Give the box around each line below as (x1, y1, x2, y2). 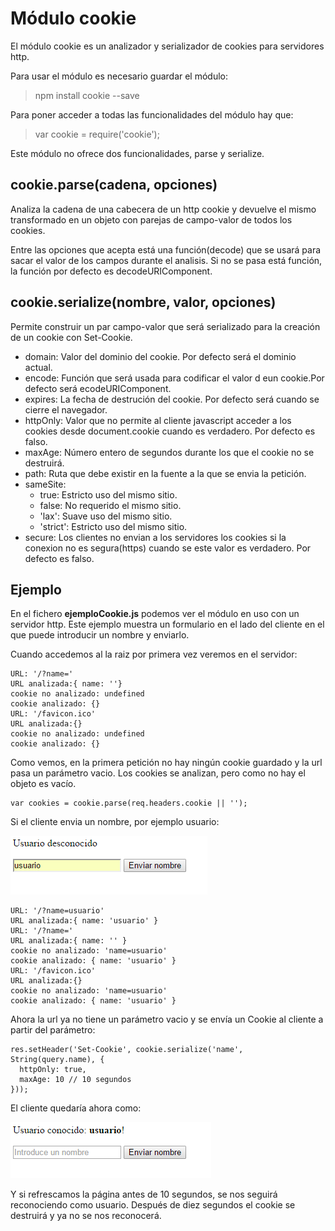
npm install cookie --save (34, 89, 140, 101)
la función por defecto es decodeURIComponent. (10, 265, 213, 277)
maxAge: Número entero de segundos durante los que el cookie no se (24, 446, 315, 458)
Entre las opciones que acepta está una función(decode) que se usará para (10, 243, 322, 256)
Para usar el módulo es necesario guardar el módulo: (10, 70, 229, 82)
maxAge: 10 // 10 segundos (19, 1075, 132, 1085)
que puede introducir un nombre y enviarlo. (10, 629, 190, 641)
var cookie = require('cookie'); (34, 128, 160, 140)
